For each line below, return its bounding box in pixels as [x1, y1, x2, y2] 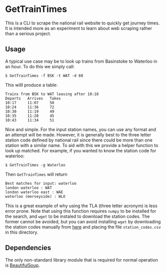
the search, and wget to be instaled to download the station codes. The [5, 213, 150, 219]
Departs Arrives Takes [5, 96, 61, 101]
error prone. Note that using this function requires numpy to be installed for [5, 208, 157, 214]
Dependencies [5, 244, 51, 252]
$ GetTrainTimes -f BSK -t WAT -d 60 [5, 73, 83, 78]
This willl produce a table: [5, 82, 58, 88]
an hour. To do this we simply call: [5, 63, 75, 69]
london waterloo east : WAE [5, 189, 64, 195]
